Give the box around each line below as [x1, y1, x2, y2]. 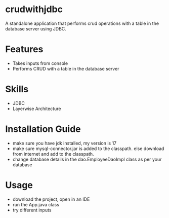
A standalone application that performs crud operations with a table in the [5, 20, 159, 26]
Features [5, 44, 44, 55]
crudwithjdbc [5, 4, 63, 15]
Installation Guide [5, 123, 81, 135]
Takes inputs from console [12, 60, 68, 66]
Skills [5, 84, 29, 95]
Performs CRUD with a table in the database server [12, 65, 119, 71]
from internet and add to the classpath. [12, 151, 95, 157]
